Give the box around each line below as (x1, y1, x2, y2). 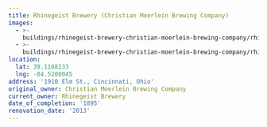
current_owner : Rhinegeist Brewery (8, 92, 126, 100)
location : (8, 56, 41, 64)
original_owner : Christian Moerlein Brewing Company (8, 84, 187, 93)
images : (8, 19, 34, 27)
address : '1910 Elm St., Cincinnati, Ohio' (8, 77, 155, 85)
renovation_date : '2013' (8, 107, 91, 115)
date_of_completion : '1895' (8, 99, 102, 107)
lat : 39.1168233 (15, 63, 69, 71)
